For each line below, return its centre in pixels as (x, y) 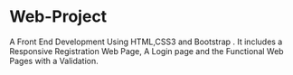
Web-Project (58, 17)
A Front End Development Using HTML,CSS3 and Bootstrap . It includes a (146, 42)
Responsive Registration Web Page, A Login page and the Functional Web (146, 51)
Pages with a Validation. (54, 61)
